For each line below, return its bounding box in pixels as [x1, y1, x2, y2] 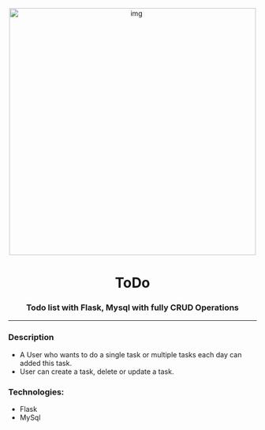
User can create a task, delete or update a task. [19, 367, 174, 376]
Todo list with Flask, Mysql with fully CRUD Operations [26, 302, 239, 313]
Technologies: [8, 387, 65, 398]
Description [8, 332, 54, 343]
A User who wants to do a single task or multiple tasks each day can [19, 349, 242, 359]
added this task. [19, 358, 73, 368]
